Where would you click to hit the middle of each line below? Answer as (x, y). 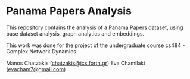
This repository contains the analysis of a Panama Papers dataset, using (95, 27)
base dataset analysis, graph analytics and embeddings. (75, 33)
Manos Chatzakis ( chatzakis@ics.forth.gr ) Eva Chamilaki (76, 63)
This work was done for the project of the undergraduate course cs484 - (96, 45)
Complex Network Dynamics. (42, 51)
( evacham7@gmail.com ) (36, 69)
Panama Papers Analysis (69, 11)
